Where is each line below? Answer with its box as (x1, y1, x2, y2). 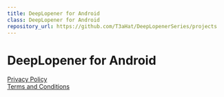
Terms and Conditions (7, 83, 70, 91)
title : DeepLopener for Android (7, 10, 100, 17)
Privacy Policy (7, 75, 48, 83)
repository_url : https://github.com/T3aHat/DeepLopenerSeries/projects (7, 23, 217, 30)
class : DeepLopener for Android (7, 17, 100, 23)
